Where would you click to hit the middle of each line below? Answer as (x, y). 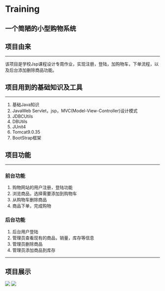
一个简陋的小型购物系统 (41, 28)
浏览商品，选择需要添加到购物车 (44, 194)
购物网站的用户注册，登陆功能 (42, 188)
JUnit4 (19, 127)
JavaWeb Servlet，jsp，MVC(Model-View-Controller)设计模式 (75, 111)
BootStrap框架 (27, 138)
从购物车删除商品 (29, 200)
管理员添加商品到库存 (34, 250)
